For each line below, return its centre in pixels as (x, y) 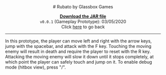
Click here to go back (83, 27)
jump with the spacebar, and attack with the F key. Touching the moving (78, 46)
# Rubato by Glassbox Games (83, 7)
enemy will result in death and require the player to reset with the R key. (78, 51)
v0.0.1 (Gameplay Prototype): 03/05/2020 (83, 21)
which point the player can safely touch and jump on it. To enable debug (79, 62)
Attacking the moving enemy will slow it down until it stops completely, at (80, 57)
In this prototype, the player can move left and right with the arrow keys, (79, 41)
